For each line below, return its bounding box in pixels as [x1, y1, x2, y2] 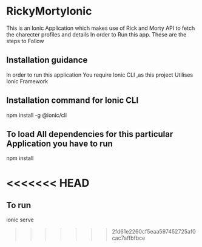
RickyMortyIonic [6, 4, 92, 18]
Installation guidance [6, 55, 88, 65]
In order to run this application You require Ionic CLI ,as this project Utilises [6, 71, 194, 78]
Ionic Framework [6, 77, 49, 85]
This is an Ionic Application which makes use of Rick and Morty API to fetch [6, 24, 195, 32]
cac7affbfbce [112, 234, 146, 242]
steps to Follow [6, 37, 44, 44]
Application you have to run [6, 138, 113, 148]
